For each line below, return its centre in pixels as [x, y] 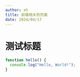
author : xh [17, 10]
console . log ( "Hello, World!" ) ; [43, 65]
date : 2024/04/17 [24, 19]
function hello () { [26, 60]
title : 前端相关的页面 [27, 15]
